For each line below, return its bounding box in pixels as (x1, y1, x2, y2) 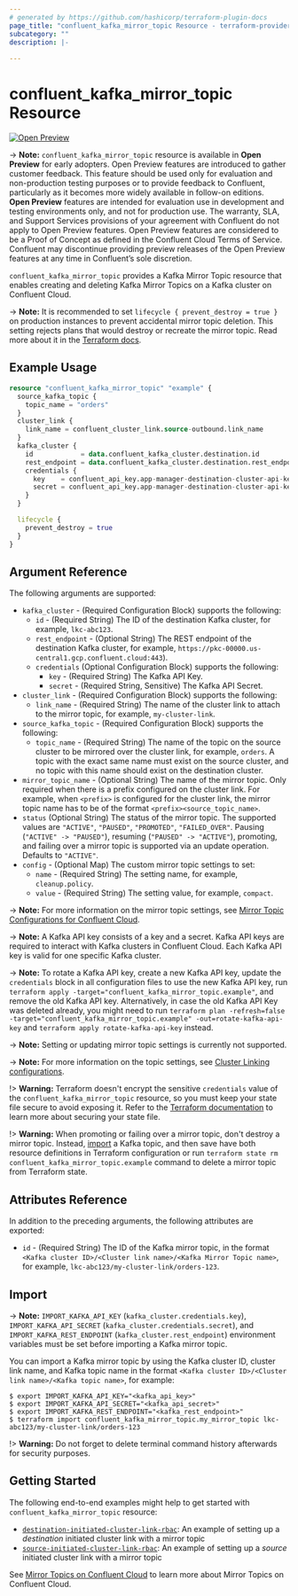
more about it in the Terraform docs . (9, 334, 142, 346)
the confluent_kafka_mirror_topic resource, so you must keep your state (9, 1092, 278, 1104)
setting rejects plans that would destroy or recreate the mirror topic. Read (9, 325, 278, 336)
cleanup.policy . (35, 879, 94, 889)
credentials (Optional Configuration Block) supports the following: (35, 661, 279, 672)
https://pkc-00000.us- (177, 645, 262, 653)
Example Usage (9, 360, 98, 375)
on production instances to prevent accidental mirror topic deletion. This (9, 316, 273, 326)
